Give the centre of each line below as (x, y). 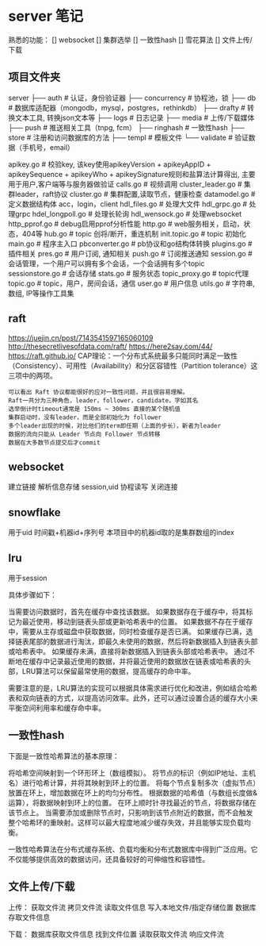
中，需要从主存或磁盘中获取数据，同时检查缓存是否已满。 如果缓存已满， (127, 631)
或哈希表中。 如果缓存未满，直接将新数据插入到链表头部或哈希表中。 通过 (128, 651)
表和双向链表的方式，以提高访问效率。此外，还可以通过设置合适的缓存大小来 (133, 698)
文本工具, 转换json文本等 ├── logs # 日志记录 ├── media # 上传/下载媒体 (135, 117)
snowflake (34, 512)
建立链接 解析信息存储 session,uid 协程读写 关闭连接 (93, 487)
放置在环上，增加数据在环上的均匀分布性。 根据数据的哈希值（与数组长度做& (133, 792)
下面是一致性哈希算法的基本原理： (64, 756)
